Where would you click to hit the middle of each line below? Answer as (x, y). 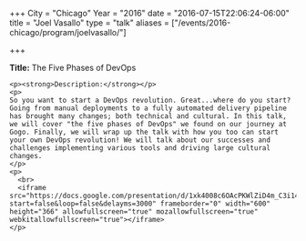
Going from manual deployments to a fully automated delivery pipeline (148, 108)
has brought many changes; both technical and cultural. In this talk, (148, 116)
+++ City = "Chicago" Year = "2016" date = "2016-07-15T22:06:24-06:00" (149, 13)
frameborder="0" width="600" (215, 204)
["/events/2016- (201, 23)
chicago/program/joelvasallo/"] (68, 32)
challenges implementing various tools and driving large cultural (140, 148)
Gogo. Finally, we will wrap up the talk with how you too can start (144, 132)
